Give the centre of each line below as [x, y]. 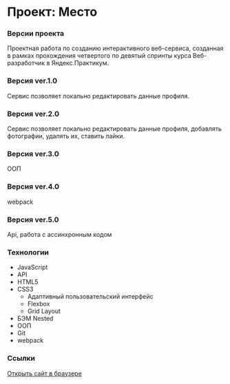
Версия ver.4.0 [33, 186]
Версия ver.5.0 [33, 220]
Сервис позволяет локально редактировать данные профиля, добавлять [115, 129]
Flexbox [39, 304]
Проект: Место [52, 12]
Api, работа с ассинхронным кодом [60, 234]
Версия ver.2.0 [33, 114]
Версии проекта [36, 34]
